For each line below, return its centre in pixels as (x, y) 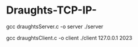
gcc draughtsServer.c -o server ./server (55, 26)
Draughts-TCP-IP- (52, 10)
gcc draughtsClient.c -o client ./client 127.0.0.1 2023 (69, 38)
